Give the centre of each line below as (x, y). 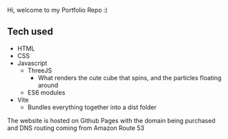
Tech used (30, 31)
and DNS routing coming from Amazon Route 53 (76, 128)
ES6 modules (46, 92)
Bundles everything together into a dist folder (92, 107)
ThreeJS (40, 70)
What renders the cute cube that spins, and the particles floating (130, 77)
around (48, 85)
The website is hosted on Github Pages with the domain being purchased (111, 120)
